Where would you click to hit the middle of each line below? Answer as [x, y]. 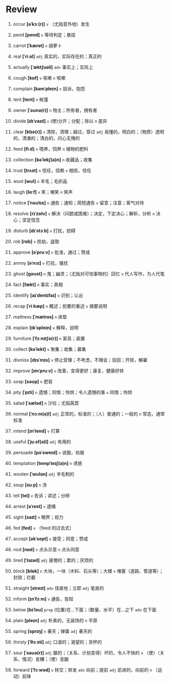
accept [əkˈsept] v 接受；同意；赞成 [50, 538]
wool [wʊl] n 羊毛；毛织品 [40, 181]
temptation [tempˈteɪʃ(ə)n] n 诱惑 [48, 463]
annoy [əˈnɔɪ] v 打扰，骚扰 [40, 263]
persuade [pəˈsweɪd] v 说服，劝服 [49, 452]
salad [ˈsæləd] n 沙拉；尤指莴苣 [46, 403]
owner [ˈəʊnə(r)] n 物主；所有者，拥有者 [55, 110]
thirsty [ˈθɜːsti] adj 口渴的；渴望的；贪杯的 [57, 642]
